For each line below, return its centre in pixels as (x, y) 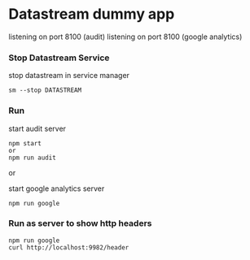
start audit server (37, 128)
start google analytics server (57, 188)
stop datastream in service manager (69, 76)
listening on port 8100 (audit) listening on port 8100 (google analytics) (125, 37)
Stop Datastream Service (59, 58)
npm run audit (33, 158)
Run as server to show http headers (80, 223)
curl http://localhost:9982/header (69, 247)
